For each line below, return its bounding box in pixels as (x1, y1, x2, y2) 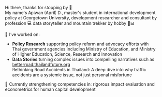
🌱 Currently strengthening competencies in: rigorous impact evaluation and (5, 81, 155, 87)
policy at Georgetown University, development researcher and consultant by (5, 15, 157, 20)
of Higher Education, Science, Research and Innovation (12, 51, 122, 57)
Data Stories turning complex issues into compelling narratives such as (12, 56, 155, 62)
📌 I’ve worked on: (5, 32, 40, 37)
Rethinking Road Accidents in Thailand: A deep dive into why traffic (12, 67, 147, 72)
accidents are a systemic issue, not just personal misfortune (12, 72, 132, 78)
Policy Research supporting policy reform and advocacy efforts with (12, 41, 149, 47)
